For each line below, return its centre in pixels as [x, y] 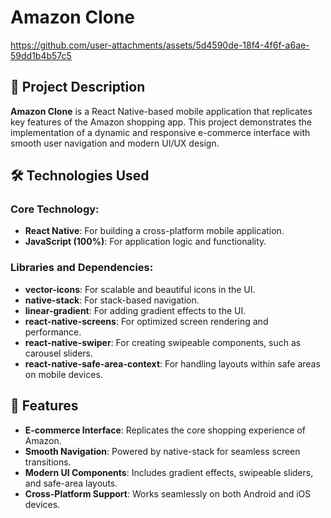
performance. [53, 332]
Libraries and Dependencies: [82, 268]
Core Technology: [55, 209]
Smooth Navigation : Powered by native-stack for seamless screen [162, 451]
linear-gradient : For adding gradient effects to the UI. [135, 310]
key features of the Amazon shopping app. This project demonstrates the [161, 122]
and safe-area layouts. [71, 483]
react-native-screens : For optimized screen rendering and [146, 321]
